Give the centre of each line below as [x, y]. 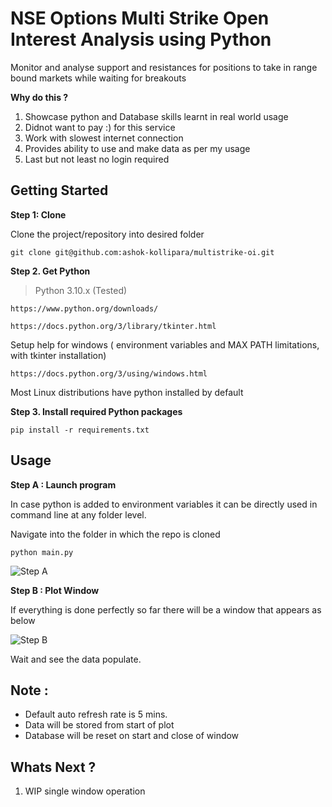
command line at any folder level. [78, 514]
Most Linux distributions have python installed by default [127, 392]
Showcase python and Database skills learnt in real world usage [156, 116]
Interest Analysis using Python [141, 39]
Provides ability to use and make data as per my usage [137, 148]
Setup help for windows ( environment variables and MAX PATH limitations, [165, 344]
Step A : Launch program [63, 484]
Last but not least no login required [97, 159]
